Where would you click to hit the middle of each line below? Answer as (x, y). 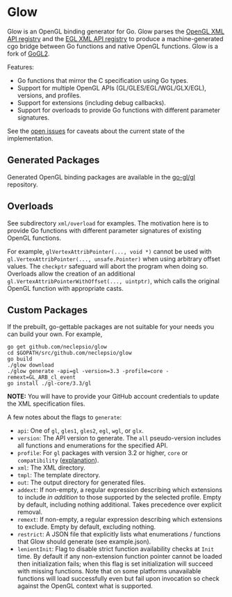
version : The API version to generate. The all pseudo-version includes (119, 438)
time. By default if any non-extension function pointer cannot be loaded (119, 557)
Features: (21, 67)
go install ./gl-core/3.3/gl (49, 383)
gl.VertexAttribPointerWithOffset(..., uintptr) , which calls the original (114, 281)
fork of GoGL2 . (28, 54)
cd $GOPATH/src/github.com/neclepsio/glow (69, 353)
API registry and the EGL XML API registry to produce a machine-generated (115, 38)
